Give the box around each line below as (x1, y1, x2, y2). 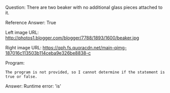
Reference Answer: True (5, 20, 56, 25)
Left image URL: (5, 29, 39, 35)
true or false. (5, 74, 38, 79)
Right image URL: (5, 45, 42, 50)
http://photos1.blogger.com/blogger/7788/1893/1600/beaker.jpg (5, 35, 139, 41)
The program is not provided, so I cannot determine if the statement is (5, 70, 165, 75)
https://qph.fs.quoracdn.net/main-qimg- (42, 45, 127, 50)
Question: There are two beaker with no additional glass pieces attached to (5, 5, 163, 10)
